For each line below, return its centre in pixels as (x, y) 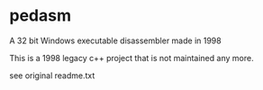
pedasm (41, 16)
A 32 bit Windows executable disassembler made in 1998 (116, 40)
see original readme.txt (52, 75)
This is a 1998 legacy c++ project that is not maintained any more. (131, 58)
